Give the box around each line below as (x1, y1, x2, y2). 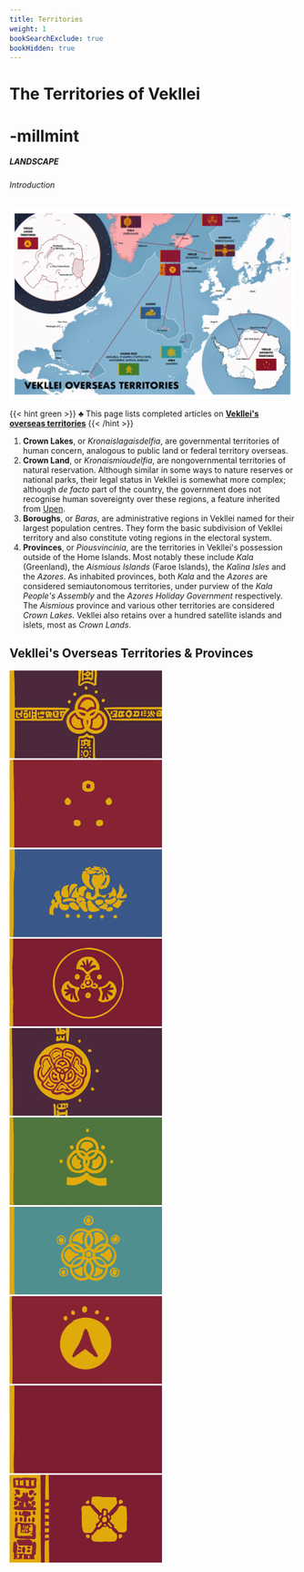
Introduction (9, 179, 56, 190)
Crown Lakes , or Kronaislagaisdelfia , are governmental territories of (22, 435, 280, 446)
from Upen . (22, 503, 66, 514)
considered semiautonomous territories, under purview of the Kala (22, 580, 273, 591)
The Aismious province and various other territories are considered (22, 599, 275, 610)
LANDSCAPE (9, 156, 59, 168)
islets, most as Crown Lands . (22, 619, 132, 630)
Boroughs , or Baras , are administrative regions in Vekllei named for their (22, 513, 295, 524)
